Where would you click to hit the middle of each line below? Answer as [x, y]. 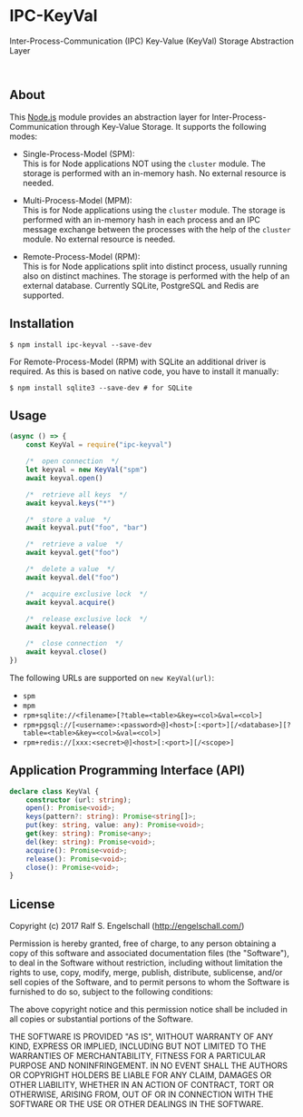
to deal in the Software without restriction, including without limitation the [146, 963]
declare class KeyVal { [54, 791]
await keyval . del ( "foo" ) [73, 578]
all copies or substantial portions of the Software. [101, 1019]
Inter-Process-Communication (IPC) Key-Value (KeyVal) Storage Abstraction [152, 41]
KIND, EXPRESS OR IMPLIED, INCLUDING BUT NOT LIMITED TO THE [138, 1046]
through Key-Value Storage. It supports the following [168, 126]
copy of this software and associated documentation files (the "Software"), [150, 954]
